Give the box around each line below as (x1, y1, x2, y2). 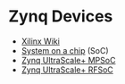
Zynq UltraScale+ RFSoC (21, 64, 113, 75)
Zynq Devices (8, 6, 113, 27)
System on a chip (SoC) (21, 45, 109, 55)
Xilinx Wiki (21, 36, 60, 46)
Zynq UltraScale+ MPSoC (21, 55, 116, 65)
